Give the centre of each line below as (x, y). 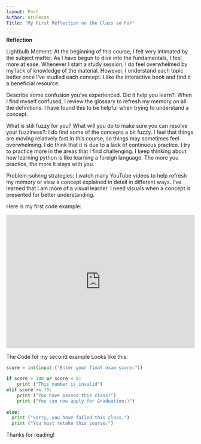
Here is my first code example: (44, 206)
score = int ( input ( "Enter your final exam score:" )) (75, 368)
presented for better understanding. (50, 195)
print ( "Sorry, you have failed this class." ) (71, 418)
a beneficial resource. (33, 83)
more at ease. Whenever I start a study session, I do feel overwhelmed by (97, 64)
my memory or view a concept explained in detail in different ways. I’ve (94, 182)
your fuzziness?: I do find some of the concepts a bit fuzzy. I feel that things (100, 132)
